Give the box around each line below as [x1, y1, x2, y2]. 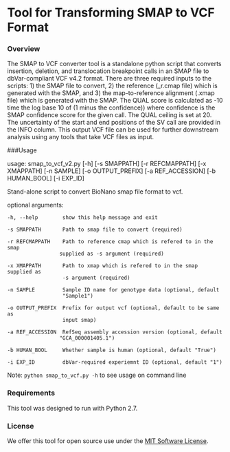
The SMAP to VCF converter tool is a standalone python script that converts [7, 60, 222, 68]
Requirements [7, 388, 56, 398]
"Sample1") [62, 293, 94, 300]
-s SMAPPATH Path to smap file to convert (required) [7, 226, 183, 234]
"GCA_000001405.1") [59, 335, 115, 342]
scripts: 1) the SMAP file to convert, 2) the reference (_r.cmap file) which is [7, 81, 218, 90]
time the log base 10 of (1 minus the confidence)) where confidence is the [7, 103, 216, 112]
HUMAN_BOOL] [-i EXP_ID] [7, 174, 84, 183]
